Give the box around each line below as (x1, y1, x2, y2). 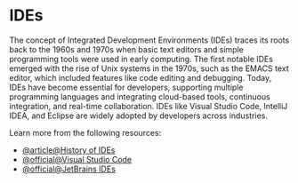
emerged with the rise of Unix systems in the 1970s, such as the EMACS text (9, 63, 289, 74)
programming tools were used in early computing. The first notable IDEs (9, 53, 274, 64)
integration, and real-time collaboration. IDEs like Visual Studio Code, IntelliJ (9, 100, 288, 111)
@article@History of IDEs (21, 144, 116, 155)
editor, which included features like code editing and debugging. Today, (9, 72, 272, 83)
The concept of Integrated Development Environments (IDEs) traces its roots (9, 35, 290, 45)
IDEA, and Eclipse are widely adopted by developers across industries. (9, 110, 269, 121)
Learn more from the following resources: (9, 127, 162, 138)
